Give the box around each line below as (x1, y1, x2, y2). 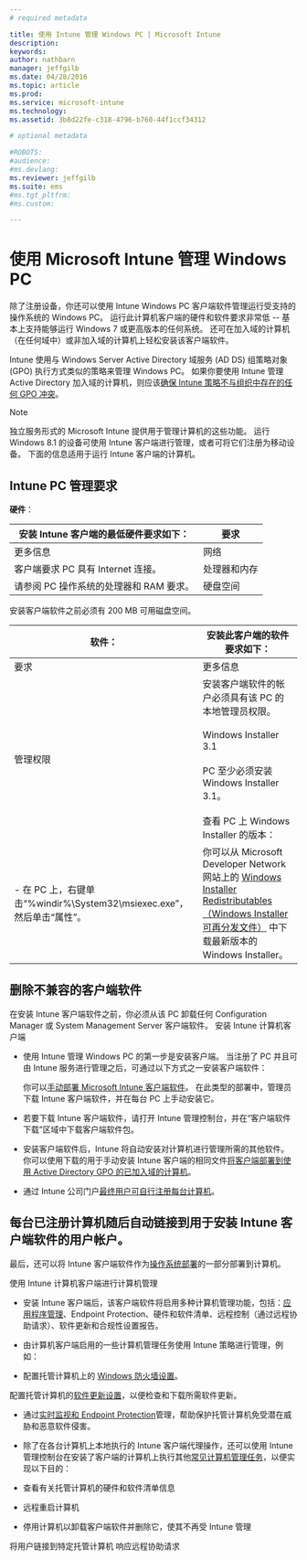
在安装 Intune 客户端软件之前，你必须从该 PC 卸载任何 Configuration (9, 1008, 268, 1020)
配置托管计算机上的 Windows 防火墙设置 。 (22, 1370, 183, 1381)
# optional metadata (9, 132, 89, 141)
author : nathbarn (9, 56, 76, 65)
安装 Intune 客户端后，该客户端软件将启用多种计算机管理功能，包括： (22, 1297, 283, 1308)
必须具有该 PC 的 (211, 691, 285, 704)
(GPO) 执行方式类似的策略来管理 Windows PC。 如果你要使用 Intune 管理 (9, 366, 284, 377)
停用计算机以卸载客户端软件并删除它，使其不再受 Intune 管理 (22, 1521, 251, 1532)
